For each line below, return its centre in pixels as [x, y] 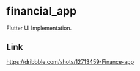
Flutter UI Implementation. [39, 28]
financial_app [42, 11]
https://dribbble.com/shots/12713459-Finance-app [70, 61]
